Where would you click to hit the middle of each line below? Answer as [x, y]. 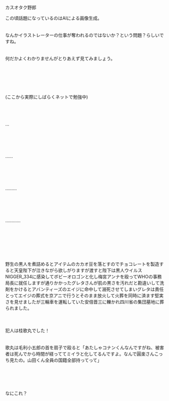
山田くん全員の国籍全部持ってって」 [64, 360]
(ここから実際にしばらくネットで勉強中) [47, 97]
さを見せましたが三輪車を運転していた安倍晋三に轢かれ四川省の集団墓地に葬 [85, 302]
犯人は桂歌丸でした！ [27, 330]
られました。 [18, 308]
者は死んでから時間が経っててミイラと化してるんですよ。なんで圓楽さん [80, 354]
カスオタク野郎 [21, 7]
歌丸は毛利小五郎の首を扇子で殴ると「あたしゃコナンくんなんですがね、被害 [85, 348]
